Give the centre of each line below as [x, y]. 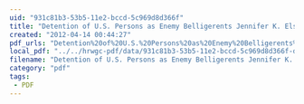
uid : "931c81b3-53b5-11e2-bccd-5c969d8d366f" [96, 18]
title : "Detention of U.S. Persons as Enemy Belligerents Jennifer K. [145, 26]
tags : [19, 77]
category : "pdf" [40, 69]
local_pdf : [30, 52]
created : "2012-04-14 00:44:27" [70, 34]
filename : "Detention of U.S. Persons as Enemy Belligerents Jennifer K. [152, 60]
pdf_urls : [28, 43]
